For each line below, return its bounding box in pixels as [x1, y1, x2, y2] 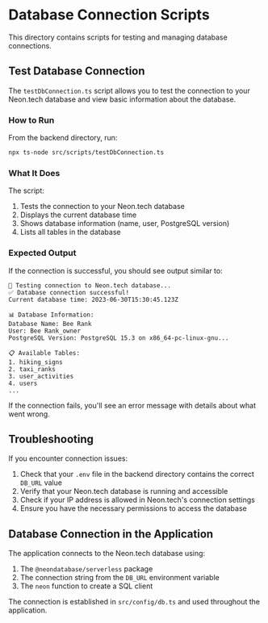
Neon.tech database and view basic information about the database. [8, 94, 237, 104]
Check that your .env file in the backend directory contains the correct [19, 470, 254, 479]
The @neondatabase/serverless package [19, 564, 153, 574]
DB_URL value [19, 478, 63, 487]
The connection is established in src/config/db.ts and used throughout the [8, 597, 261, 607]
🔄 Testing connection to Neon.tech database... [8, 281, 172, 290]
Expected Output [8, 248, 77, 259]
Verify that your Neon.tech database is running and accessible [19, 487, 228, 496]
